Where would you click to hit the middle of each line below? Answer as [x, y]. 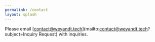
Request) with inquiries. [63, 34]
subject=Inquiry [21, 34]
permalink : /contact [27, 10]
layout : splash [21, 14]
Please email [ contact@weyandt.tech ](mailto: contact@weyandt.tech [76, 28]
